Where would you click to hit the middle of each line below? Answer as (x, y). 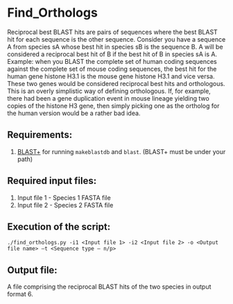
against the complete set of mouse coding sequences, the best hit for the (112, 69)
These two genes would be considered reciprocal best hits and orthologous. (116, 83)
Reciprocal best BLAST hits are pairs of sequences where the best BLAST (113, 32)
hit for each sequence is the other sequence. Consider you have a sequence (116, 39)
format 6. (20, 294)
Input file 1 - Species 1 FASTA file (64, 197)
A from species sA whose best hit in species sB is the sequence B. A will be (115, 47)
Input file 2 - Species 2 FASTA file (65, 205)
